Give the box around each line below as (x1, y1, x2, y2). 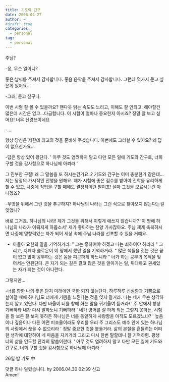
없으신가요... (10, 143, 35, 149)
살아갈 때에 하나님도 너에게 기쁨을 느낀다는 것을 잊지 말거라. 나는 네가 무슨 (5, 294, 150, 300)
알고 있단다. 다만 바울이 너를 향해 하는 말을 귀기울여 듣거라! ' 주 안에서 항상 (14, 300, 161, 306)
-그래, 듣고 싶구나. (5, 93, 41, 99)
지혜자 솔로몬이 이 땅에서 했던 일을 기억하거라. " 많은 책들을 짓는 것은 (23, 247, 158, 253)
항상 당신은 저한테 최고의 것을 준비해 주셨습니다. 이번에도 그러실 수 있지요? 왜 (5, 137, 157, 143)
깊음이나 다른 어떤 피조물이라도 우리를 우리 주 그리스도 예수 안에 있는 (14, 319, 149, 325)
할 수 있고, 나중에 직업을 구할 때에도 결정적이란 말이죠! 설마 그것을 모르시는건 (5, 184, 156, 190)
